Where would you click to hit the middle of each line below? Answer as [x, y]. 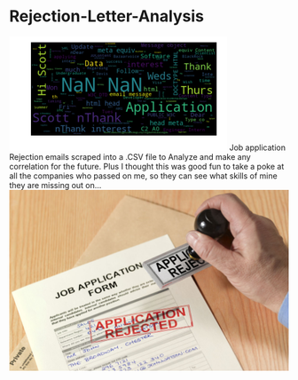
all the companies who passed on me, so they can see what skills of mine [143, 176]
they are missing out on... [55, 185]
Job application [258, 147]
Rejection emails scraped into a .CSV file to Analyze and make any [130, 156]
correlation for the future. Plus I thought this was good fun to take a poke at [147, 166]
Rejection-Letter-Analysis [106, 16]
